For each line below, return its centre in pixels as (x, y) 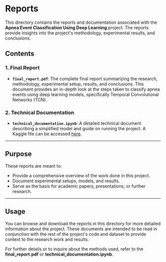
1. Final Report (22, 68)
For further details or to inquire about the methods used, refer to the (74, 249)
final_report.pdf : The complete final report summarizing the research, (85, 79)
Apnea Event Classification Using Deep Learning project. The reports (77, 27)
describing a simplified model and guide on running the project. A (79, 128)
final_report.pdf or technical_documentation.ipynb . (59, 254)
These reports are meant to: (34, 166)
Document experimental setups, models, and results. (66, 181)
